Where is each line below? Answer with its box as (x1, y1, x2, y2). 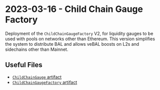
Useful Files (5, 61, 43, 69)
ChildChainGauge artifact (12, 74, 62, 80)
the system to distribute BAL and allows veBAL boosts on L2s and (5, 41, 140, 47)
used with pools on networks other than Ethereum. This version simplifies (5, 36, 155, 42)
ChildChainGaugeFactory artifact (12, 79, 77, 85)
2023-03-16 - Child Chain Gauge (5, 3, 143, 15)
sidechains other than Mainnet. (5, 46, 68, 52)
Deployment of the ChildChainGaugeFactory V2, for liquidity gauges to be (5, 30, 154, 36)
